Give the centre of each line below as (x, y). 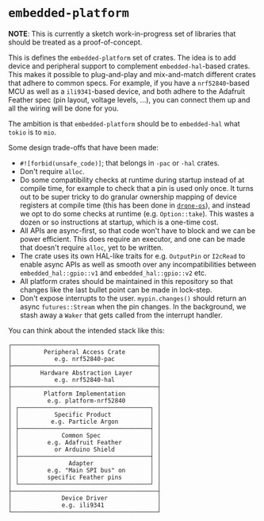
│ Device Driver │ (84, 498)
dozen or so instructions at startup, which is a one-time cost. (119, 222)
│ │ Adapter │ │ (84, 463)
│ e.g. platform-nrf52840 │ (84, 400)
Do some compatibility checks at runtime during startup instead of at (132, 180)
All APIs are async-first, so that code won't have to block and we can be (138, 230)
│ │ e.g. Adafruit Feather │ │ (84, 442)
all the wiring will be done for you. (63, 108)
